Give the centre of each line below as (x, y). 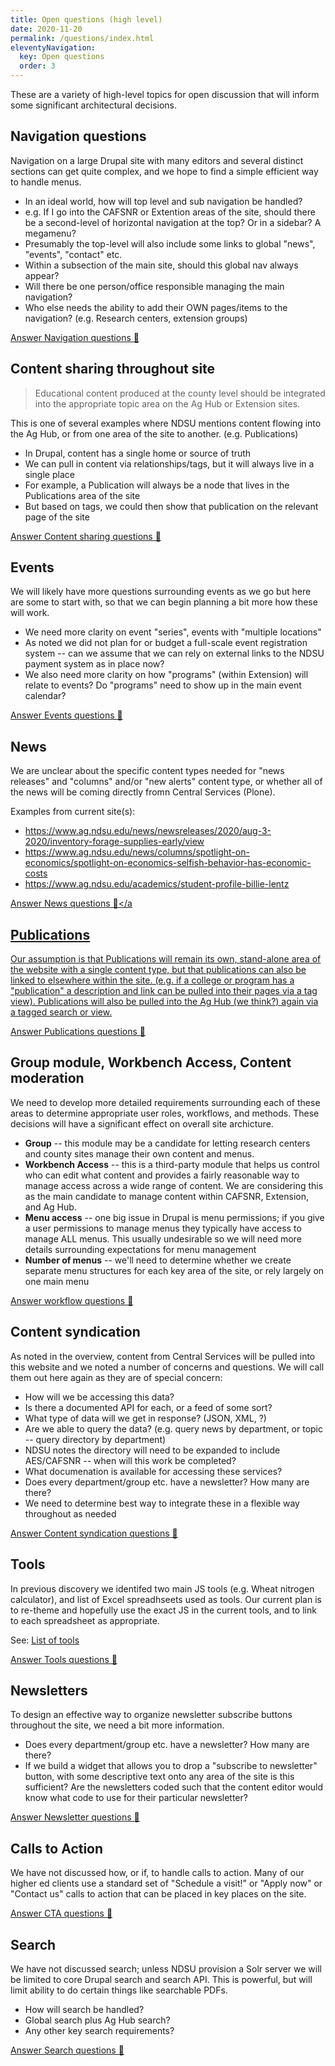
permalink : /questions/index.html (82, 38)
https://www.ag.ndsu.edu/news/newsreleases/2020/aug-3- (148, 831)
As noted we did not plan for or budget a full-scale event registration (166, 643)
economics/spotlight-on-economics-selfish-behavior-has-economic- (168, 863)
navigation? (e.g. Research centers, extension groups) (136, 318)
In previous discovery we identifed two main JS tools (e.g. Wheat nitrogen (162, 1588)
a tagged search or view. (61, 1012)
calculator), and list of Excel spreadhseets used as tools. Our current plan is (166, 1599)
